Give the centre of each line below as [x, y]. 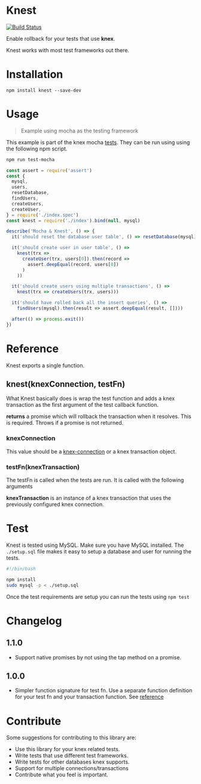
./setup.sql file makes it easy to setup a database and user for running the [99, 551]
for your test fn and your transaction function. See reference [89, 697]
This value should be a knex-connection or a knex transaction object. [92, 451]
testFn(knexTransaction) [43, 467]
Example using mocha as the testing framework [80, 131]
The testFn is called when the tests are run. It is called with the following [95, 480]
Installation [35, 75]
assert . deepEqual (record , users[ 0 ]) [73, 264]
